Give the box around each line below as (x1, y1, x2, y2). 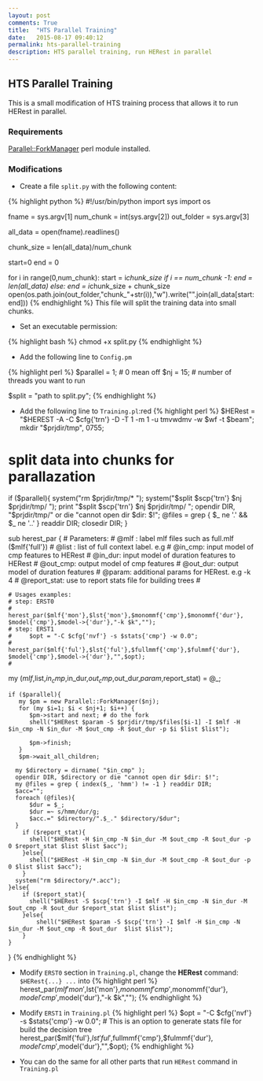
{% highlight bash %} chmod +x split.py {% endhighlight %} (8, 337, 203, 346)
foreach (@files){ (15, 794, 76, 802)
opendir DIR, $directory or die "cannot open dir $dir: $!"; (15, 773, 220, 782)
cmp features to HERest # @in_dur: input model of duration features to (8, 550, 236, 560)
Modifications (8, 164, 63, 175)
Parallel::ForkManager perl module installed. (8, 144, 151, 154)
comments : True (8, 19, 58, 27)
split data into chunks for (8, 450, 174, 468)
